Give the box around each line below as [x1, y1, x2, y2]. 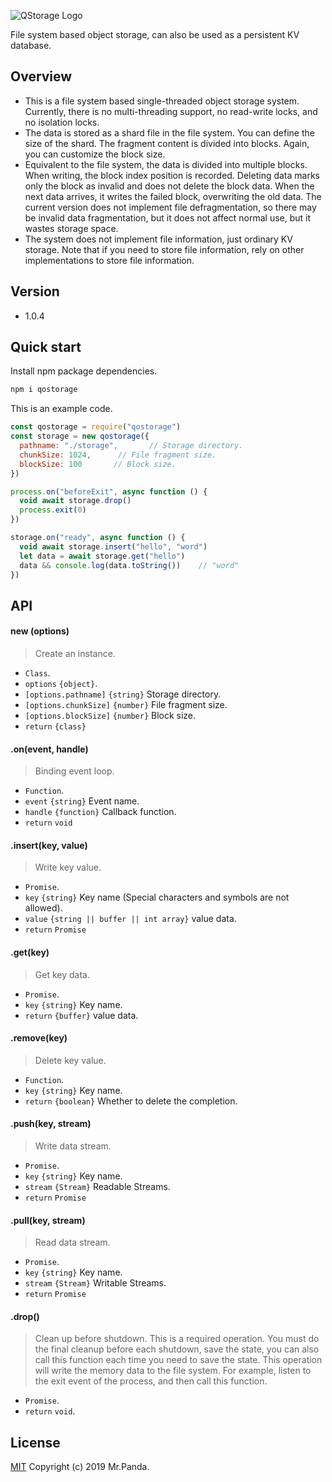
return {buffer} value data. [24, 1009, 139, 1021]
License [10, 1434, 61, 1451]
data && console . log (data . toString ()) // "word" [19, 560, 240, 570]
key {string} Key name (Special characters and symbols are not [24, 891, 290, 904]
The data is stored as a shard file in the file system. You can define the [24, 126, 315, 139]
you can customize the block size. [24, 148, 166, 160]
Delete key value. [34, 1054, 107, 1066]
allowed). [24, 902, 63, 914]
